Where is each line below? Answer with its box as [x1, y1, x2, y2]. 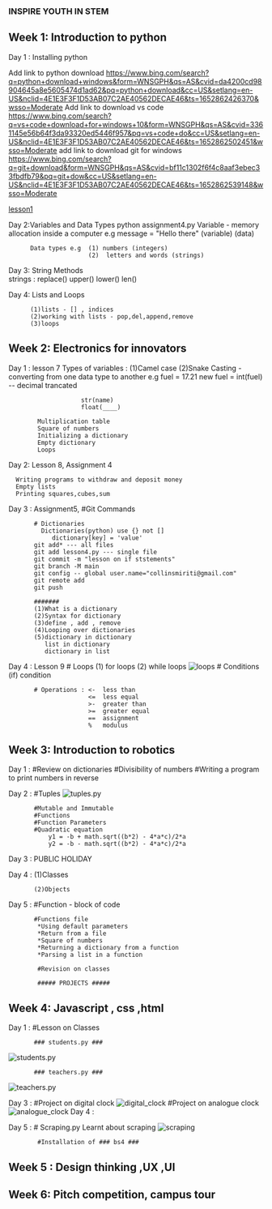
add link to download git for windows [58, 145, 182, 155]
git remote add [33, 576, 85, 584]
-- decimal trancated [8, 380, 78, 390]
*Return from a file [37, 929, 107, 938]
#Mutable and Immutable [33, 805, 114, 813]
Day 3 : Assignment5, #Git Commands [8, 504, 136, 514]
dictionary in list [44, 647, 111, 656]
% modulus [87, 721, 129, 729]
